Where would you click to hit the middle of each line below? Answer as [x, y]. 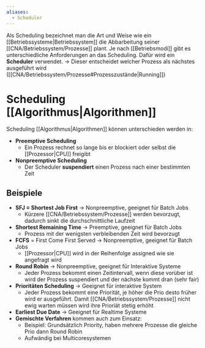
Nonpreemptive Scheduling [51, 161]
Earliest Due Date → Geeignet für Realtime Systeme [81, 312]
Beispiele [24, 193]
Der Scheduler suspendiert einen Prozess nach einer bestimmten [107, 167]
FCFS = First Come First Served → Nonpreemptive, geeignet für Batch [104, 241]
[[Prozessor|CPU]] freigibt [57, 154]
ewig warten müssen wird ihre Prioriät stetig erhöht [89, 306]
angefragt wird [43, 260]
